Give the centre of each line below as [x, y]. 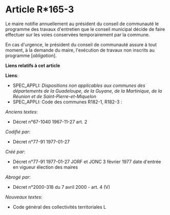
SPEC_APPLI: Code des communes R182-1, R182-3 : [67, 102]
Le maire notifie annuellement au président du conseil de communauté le [82, 24]
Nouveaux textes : [24, 197]
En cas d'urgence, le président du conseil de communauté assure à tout [81, 44]
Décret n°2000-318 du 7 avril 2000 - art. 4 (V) [61, 187]
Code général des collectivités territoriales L [59, 207]
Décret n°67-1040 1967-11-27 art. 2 [50, 121]
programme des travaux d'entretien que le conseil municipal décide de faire [85, 29]
